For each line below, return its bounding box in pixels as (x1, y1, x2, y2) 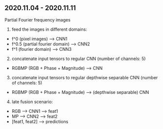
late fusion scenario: (11, 99, 53, 105)
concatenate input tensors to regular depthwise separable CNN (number (11, 74, 158, 80)
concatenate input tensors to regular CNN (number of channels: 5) (11, 56, 146, 62)
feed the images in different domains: (11, 26, 88, 32)
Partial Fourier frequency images (4, 17, 70, 22)
